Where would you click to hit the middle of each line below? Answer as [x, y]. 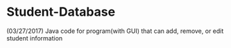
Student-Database [61, 12]
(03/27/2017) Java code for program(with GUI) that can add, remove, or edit [115, 31]
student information [35, 38]
